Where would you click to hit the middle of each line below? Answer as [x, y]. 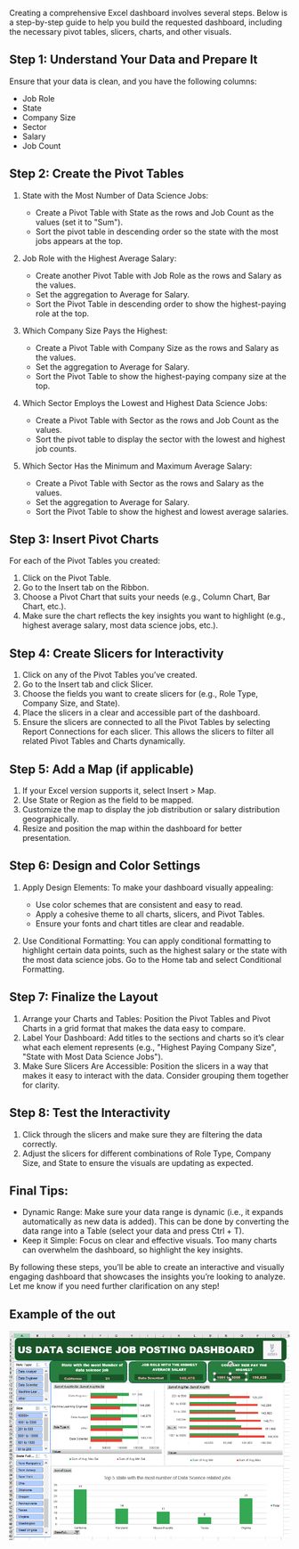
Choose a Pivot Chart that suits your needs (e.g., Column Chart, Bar [146, 597]
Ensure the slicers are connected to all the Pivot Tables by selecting [146, 722]
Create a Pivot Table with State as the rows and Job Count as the [154, 212]
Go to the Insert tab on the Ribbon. [85, 588]
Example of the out [62, 1314]
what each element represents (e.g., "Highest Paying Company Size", [149, 1047]
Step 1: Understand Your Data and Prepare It [133, 60]
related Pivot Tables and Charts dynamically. [104, 741]
